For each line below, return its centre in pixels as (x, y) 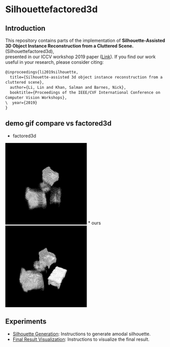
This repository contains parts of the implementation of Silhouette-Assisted (85, 40)
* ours (94, 222)
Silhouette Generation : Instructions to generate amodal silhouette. (82, 334)
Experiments (26, 322)
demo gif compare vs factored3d (59, 123)
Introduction (25, 28)
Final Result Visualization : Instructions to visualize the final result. (81, 339)
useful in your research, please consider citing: (54, 62)
